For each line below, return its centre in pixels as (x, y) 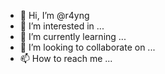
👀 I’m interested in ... (62, 26)
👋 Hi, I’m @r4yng (54, 15)
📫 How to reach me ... (66, 58)
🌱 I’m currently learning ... (73, 36)
